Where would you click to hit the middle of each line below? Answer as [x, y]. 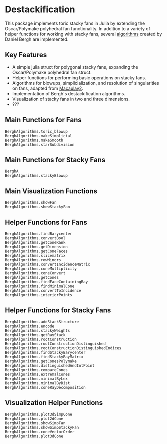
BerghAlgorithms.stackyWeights [38, 331]
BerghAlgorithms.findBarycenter [39, 234]
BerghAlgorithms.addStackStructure [42, 322]
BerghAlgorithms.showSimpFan [35, 423]
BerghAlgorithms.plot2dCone [34, 419]
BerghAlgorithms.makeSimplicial [39, 136]
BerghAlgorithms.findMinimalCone [40, 286]
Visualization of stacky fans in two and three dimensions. [71, 99]
